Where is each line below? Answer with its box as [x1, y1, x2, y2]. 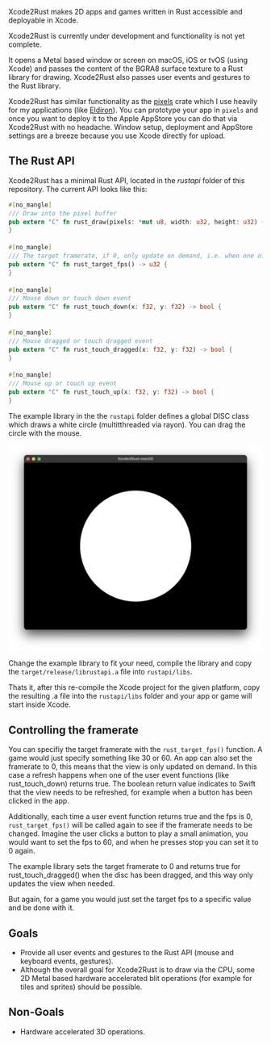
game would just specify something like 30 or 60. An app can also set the [8, 754, 252, 763]
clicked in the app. [8, 796, 70, 806]
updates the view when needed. [8, 879, 115, 888]
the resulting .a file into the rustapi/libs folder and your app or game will [8, 691, 252, 701]
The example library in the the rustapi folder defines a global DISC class [8, 411, 250, 420]
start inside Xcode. [8, 699, 71, 709]
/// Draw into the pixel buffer [8, 209, 117, 217]
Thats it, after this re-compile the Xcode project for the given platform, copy [8, 683, 261, 692]
